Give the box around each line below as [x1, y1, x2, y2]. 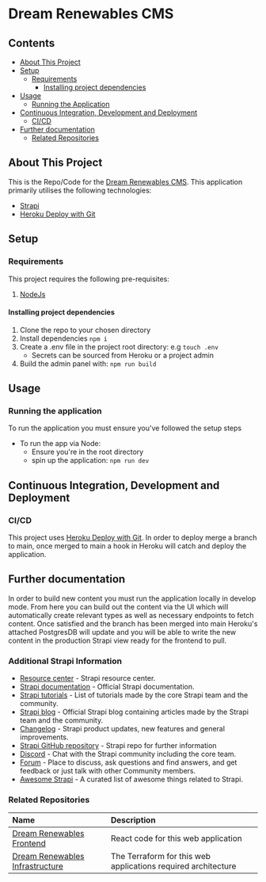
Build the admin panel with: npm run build [19, 358, 157, 368]
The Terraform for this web [110, 851, 211, 862]
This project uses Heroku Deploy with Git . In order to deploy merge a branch [8, 533, 257, 543]
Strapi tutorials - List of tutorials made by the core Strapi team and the [19, 690, 249, 700]
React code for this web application [110, 833, 243, 844]
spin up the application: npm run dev [31, 456, 150, 465]
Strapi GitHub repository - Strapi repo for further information [19, 741, 217, 750]
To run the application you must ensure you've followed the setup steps [8, 423, 242, 433]
